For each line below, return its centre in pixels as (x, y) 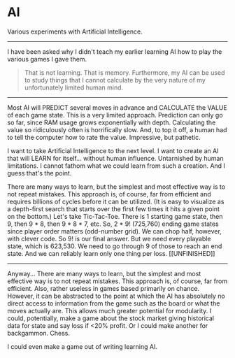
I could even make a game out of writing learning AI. (82, 346)
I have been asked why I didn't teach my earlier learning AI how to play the (115, 51)
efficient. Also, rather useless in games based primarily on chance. (104, 288)
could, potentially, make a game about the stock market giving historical (111, 318)
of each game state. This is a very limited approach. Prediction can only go (115, 115)
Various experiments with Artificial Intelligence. (75, 31)
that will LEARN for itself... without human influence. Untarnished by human (115, 158)
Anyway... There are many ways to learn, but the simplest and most (104, 273)
